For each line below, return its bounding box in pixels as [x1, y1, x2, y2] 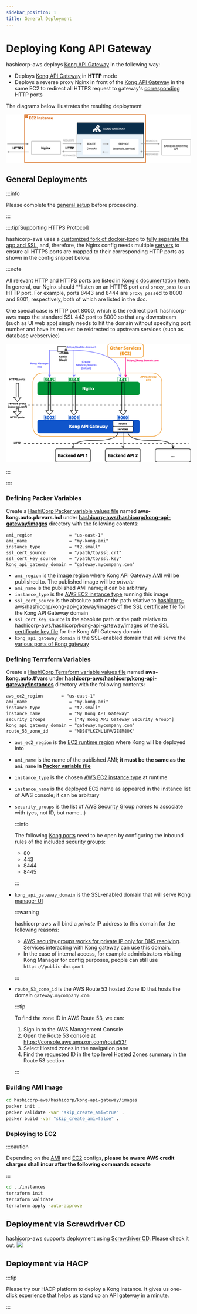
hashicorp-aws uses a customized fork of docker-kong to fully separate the [6, 236, 189, 243]
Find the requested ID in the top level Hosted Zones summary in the [23, 1051, 187, 1058]
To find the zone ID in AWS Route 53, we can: [14, 1014, 124, 1022]
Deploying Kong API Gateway [6, 42, 152, 55]
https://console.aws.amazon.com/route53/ [23, 1038, 127, 1045]
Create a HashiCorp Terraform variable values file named [6, 669, 144, 676]
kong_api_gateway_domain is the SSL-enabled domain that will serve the [14, 634, 186, 641]
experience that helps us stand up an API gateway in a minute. [18, 1292, 169, 1299]
